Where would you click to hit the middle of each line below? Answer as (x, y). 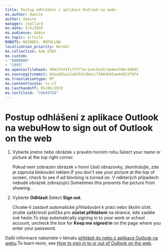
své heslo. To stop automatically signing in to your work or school (79, 218)
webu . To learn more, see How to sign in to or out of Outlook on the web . (79, 243)
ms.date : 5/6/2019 (24, 28)
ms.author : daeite (24, 14)
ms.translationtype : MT (30, 79)
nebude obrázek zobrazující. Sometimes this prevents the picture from (83, 183)
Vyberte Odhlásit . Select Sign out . (47, 198)
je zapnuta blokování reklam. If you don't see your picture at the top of (83, 172)
